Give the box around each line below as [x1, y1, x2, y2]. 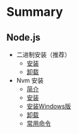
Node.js [6, 32, 41, 43]
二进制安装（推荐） [16, 51, 71, 58]
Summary [6, 4, 63, 20]
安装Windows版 [26, 102, 71, 110]
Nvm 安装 [16, 76, 44, 85]
